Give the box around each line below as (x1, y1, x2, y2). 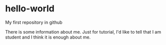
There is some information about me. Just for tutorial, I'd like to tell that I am (5, 29, 161, 35)
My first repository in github (5, 19, 62, 25)
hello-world (5, 3, 55, 14)
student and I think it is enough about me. (5, 34, 91, 40)
